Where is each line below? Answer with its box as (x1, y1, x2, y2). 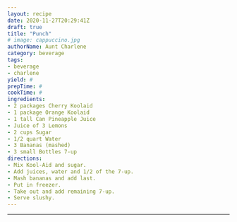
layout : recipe (7, 10, 52, 18)
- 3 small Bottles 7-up (7, 148, 78, 156)
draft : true (7, 23, 42, 30)
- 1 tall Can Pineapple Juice (7, 115, 97, 122)
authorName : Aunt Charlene (7, 43, 87, 50)
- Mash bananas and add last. (7, 175, 97, 182)
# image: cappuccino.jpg (7, 37, 80, 44)
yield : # (7, 76, 33, 83)
